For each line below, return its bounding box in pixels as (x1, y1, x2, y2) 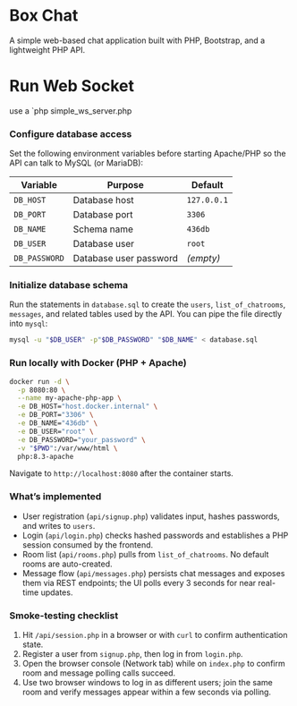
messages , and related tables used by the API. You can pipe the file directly (9, 309, 283, 319)
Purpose (106, 179, 145, 191)
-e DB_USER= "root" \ (17, 427, 94, 436)
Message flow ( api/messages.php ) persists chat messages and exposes (21, 567, 285, 578)
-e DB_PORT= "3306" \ (17, 411, 94, 420)
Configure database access (9, 127, 132, 140)
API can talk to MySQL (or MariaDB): (9, 157, 144, 168)
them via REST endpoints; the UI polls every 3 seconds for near (21, 577, 257, 588)
